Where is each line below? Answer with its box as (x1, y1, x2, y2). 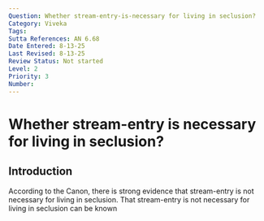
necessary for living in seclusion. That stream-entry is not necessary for (8, 194, 250, 204)
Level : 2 (8, 65, 38, 73)
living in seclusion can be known (8, 203, 118, 213)
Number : (8, 80, 35, 88)
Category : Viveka (8, 19, 67, 28)
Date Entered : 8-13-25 (8, 42, 85, 50)
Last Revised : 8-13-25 (8, 50, 85, 58)
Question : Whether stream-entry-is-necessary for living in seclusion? (8, 11, 256, 20)
